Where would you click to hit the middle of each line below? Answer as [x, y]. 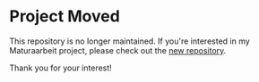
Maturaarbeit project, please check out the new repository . [118, 50]
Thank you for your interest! [60, 68]
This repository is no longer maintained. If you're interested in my [130, 41]
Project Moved [65, 16]
